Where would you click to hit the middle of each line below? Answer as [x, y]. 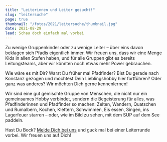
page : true [17, 19]
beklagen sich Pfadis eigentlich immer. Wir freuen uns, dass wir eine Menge [83, 53]
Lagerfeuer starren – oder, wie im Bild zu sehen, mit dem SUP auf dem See [82, 115]
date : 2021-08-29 [23, 29]
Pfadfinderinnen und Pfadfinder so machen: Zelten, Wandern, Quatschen [81, 104]
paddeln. [14, 120]
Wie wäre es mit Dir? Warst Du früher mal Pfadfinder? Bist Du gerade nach [82, 73]
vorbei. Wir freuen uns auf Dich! [38, 135]
